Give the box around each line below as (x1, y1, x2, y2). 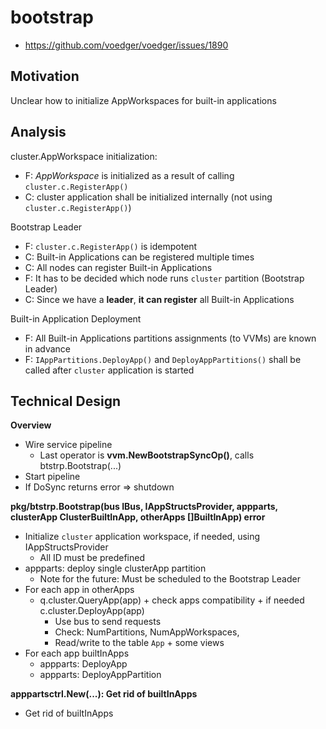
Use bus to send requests (54, 616, 162, 628)
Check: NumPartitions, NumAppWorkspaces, (54, 626, 240, 638)
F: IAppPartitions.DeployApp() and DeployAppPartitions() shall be (24, 353, 302, 365)
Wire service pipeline (24, 439, 113, 451)
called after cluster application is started (24, 364, 195, 376)
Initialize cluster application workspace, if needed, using (24, 531, 261, 543)
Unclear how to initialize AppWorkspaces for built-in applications (10, 94, 277, 106)
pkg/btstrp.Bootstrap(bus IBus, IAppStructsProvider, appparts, (10, 501, 278, 513)
